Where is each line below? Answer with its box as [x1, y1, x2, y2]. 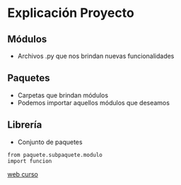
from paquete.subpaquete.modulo [7, 151, 103, 158]
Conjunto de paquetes [17, 138, 83, 146]
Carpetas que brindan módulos [17, 90, 108, 100]
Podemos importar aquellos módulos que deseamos [17, 98, 170, 107]
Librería [7, 119, 42, 131]
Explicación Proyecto [7, 5, 134, 21]
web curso [7, 169, 39, 178]
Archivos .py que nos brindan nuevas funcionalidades [17, 52, 175, 60]
